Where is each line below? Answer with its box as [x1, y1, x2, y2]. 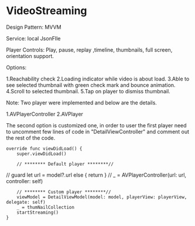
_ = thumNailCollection [16, 204, 75, 210]
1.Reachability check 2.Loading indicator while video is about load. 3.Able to [6, 75, 190, 82]
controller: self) [6, 177, 43, 184]
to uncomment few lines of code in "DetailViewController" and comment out [6, 128, 189, 135]
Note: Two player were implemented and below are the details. [6, 99, 157, 106]
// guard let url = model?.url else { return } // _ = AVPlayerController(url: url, [6, 171, 186, 178]
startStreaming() [16, 210, 59, 215]
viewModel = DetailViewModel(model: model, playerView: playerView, [16, 194, 187, 200]
